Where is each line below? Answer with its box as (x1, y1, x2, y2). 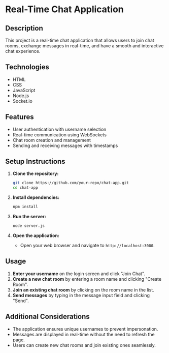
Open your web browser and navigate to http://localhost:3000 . (20, 242, 155, 248)
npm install (12, 204, 38, 210)
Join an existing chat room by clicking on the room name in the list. (12, 286, 155, 293)
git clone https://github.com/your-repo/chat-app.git (12, 181, 129, 186)
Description (5, 24, 43, 33)
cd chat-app (12, 185, 38, 190)
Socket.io (12, 98, 33, 104)
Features (5, 113, 34, 122)
